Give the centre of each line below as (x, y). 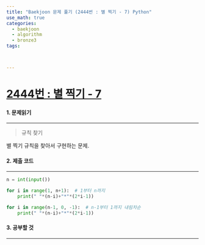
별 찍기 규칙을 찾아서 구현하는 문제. (48, 146)
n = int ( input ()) (28, 180)
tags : (13, 46)
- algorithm (27, 35)
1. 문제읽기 (19, 112)
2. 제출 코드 (20, 161)
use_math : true (26, 18)
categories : (21, 23)
